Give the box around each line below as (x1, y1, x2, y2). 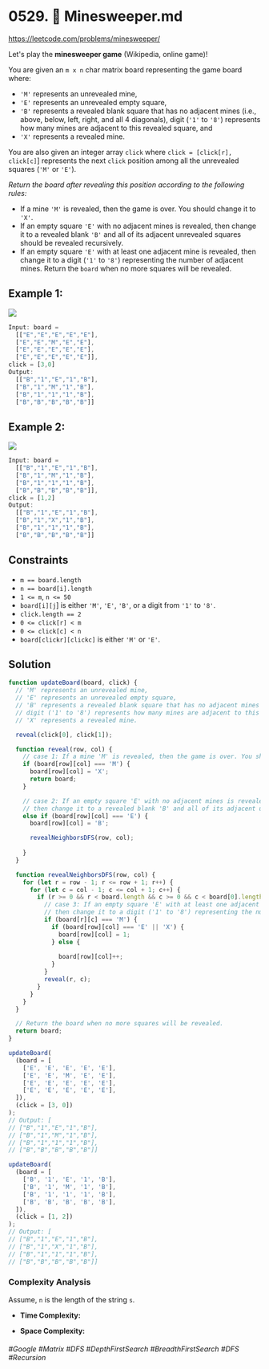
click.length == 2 (19, 610, 82, 618)
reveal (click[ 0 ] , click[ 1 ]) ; (15, 731, 113, 739)
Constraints (8, 553, 69, 567)
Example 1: (8, 287, 63, 300)
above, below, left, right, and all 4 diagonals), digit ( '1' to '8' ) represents (19, 114, 261, 124)
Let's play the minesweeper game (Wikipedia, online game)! (8, 49, 208, 59)
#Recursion (8, 1353, 46, 1363)
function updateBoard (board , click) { (8, 678, 138, 687)
